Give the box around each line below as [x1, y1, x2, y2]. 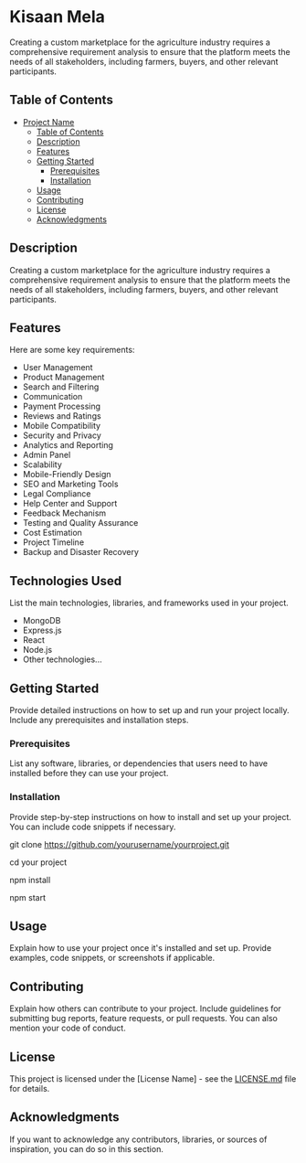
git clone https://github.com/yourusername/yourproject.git [9, 838, 230, 849]
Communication [22, 391, 83, 402]
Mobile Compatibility [22, 421, 101, 432]
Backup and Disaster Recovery [22, 547, 140, 558]
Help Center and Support [22, 498, 118, 509]
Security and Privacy [22, 430, 102, 441]
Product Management [22, 372, 105, 383]
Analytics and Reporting [22, 440, 114, 451]
